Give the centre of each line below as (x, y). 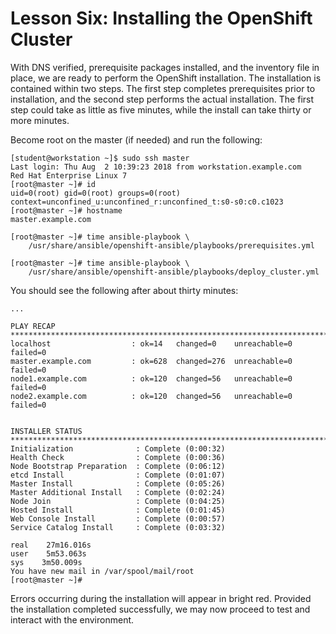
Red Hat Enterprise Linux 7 (69, 175)
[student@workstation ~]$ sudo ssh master (100, 158)
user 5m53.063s (48, 553)
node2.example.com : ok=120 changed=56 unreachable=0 (151, 396)
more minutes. (40, 120)
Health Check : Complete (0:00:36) (118, 457)
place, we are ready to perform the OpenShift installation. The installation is (166, 78)
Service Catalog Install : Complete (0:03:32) (118, 527)
